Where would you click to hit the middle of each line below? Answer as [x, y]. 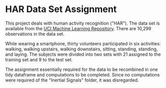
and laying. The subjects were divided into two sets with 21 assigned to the [83, 54]
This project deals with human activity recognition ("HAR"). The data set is [82, 23]
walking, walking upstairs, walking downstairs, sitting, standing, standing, [81, 49]
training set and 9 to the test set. [39, 59]
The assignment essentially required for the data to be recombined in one [81, 69]
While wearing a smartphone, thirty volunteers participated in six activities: [83, 43]
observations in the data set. [35, 34]
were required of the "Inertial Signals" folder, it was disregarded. [72, 80]
